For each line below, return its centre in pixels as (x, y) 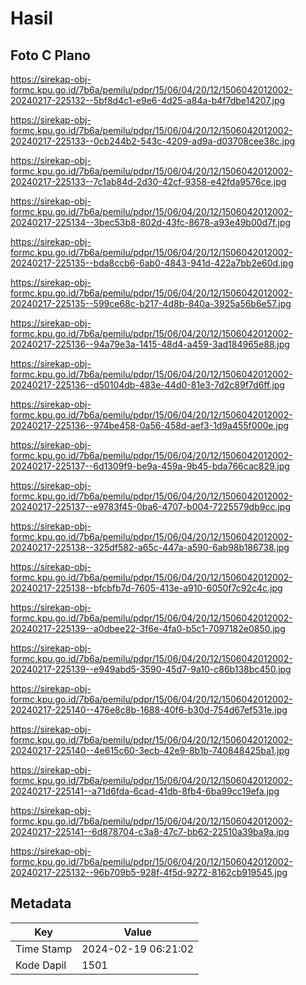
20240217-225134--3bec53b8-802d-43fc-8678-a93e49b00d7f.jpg (151, 222)
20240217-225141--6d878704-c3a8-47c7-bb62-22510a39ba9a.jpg (150, 831)
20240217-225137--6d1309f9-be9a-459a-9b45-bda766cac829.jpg (150, 466)
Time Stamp (44, 949)
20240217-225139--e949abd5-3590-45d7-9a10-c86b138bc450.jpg (151, 669)
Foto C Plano (50, 55)
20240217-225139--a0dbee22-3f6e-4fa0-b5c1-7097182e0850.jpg (148, 628)
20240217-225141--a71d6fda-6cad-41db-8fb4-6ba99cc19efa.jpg (145, 791)
